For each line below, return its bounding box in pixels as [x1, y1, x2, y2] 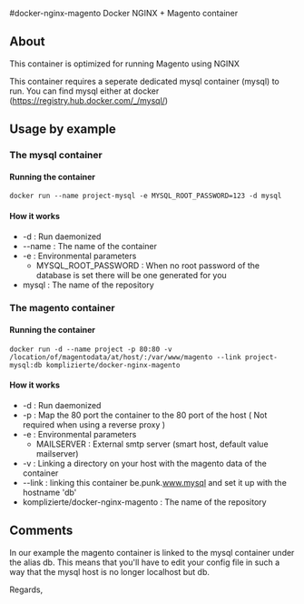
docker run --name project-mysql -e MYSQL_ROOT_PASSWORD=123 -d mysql [9, 191, 282, 201]
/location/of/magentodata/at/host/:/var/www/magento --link [9, 352, 242, 362]
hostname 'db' [22, 487, 77, 498]
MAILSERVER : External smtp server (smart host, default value [35, 438, 270, 449]
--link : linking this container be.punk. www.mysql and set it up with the [22, 477, 288, 488]
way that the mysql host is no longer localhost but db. [9, 566, 211, 577]
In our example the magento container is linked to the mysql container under [9, 547, 295, 558]
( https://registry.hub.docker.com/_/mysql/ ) [9, 95, 169, 106]
